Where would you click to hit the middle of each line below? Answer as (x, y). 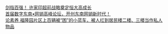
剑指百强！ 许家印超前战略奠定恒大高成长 (49, 7)
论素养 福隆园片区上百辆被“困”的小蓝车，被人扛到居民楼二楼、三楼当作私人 (84, 20)
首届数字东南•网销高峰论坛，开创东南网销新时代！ (58, 14)
